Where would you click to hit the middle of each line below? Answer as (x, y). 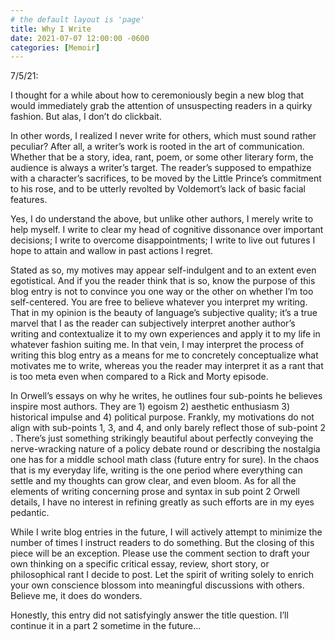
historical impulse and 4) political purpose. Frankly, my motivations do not (162, 417)
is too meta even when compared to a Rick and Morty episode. (139, 377)
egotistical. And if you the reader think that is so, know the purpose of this (163, 281)
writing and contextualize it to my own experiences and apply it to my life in (165, 334)
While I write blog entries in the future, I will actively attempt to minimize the (166, 532)
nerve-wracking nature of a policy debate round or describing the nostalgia (165, 449)
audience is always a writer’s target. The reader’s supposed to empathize (161, 168)
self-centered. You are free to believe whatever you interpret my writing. (159, 302)
